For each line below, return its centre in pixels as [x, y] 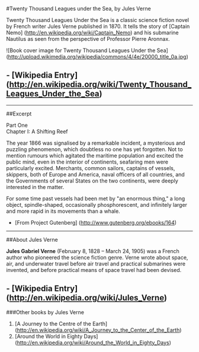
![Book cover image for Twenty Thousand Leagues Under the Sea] [87, 50]
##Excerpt [19, 113]
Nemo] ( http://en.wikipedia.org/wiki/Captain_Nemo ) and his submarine [92, 33]
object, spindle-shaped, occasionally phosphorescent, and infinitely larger [97, 204]
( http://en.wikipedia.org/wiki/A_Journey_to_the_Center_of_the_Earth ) [98, 330]
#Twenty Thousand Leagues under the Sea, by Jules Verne [78, 9]
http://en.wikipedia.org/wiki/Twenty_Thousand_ [100, 84]
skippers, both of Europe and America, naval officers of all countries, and [95, 174]
